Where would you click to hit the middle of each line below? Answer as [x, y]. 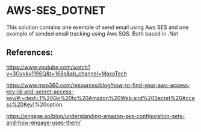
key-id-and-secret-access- [40, 92]
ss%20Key [20, 104]
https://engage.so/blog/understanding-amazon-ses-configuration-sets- [96, 116]
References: [29, 53]
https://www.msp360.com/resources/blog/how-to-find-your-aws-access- [98, 85]
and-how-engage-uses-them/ [44, 122]
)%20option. [48, 104]
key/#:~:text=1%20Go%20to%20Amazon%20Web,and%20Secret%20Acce [101, 98]
